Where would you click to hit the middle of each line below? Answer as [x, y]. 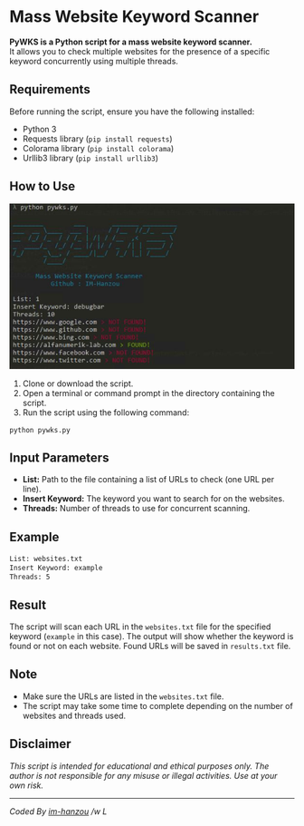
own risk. [26, 785]
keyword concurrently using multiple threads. [94, 61]
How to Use [43, 186]
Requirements [50, 89]
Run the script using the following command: [106, 412]
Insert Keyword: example [56, 568]
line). [32, 489]
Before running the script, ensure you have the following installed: [132, 112]
